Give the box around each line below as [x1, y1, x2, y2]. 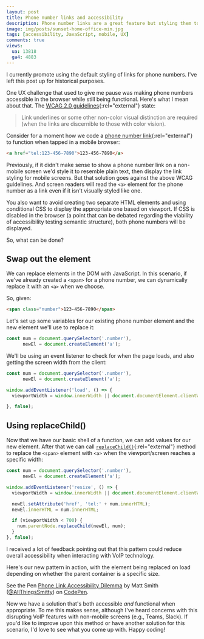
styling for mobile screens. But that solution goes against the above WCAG [6, 174, 193, 181]
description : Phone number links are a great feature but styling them [6, 20, 191, 26]
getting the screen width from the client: [6, 358, 107, 366]
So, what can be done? [6, 236, 64, 244]
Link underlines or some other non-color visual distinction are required [21, 114, 198, 121]
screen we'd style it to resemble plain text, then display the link [24, 168, 182, 175]
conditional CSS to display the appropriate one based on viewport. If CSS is [6, 205, 195, 213]
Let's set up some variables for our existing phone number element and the [6, 317, 195, 325]
